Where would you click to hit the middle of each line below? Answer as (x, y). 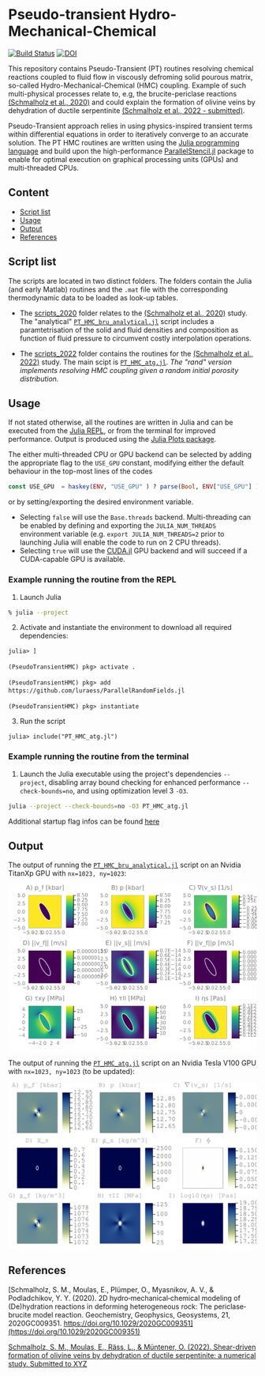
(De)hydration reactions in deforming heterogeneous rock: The (110, 1306)
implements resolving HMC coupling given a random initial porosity (129, 370)
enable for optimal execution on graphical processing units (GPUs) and (123, 159)
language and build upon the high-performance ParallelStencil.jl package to (131, 151)
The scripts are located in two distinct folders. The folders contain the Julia (130, 281)
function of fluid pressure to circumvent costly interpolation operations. (135, 338)
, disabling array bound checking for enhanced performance (142, 782)
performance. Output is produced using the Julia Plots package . (112, 439)
